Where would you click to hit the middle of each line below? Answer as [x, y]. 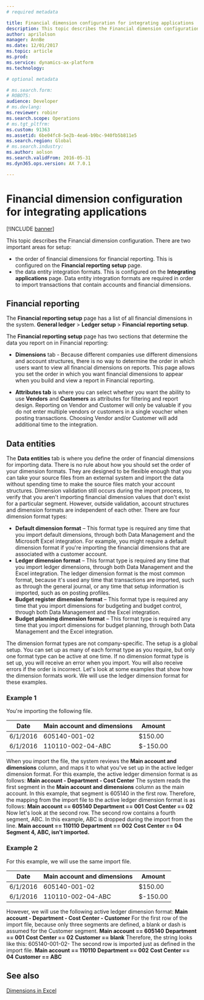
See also [23, 976]
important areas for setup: [39, 247]
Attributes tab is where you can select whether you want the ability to [103, 392]
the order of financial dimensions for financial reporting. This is [94, 258]
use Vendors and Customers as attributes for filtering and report [97, 399]
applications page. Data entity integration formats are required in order [104, 278]
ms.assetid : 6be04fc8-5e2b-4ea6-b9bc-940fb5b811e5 [72, 135]
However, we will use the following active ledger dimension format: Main [97, 911]
